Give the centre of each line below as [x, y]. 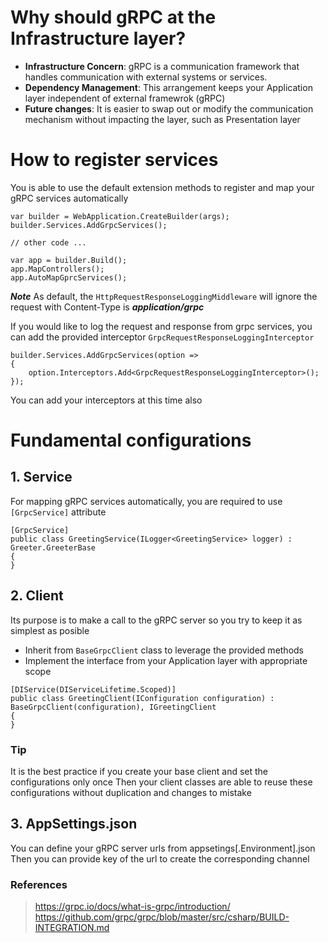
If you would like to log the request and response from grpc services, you [161, 326]
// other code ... [48, 242]
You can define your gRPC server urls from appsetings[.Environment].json [163, 848]
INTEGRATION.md [72, 928]
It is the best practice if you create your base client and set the [139, 771]
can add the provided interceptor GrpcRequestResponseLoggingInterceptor [162, 337]
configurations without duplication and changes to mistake [131, 792]
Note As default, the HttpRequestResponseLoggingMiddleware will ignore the [164, 296]
